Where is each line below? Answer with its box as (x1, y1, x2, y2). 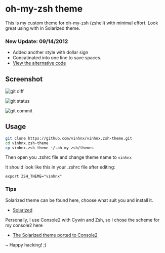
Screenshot (5, 74, 43, 83)
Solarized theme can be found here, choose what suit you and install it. (5, 197, 153, 203)
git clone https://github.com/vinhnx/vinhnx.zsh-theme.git (5, 136, 133, 141)
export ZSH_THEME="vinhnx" (5, 174, 62, 179)
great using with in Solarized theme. (5, 25, 80, 31)
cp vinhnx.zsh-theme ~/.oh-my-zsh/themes (5, 145, 94, 150)
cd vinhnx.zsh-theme (5, 140, 49, 146)
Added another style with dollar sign (12, 49, 89, 56)
